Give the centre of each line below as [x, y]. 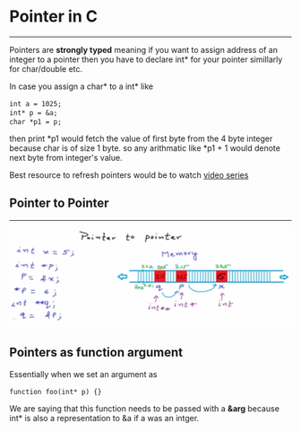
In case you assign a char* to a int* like [82, 86]
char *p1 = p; [36, 122]
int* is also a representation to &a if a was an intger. [104, 418]
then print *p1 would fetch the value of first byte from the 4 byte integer [141, 138]
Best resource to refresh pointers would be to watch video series [129, 175]
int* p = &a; [34, 113]
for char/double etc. [46, 68]
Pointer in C [54, 17]
